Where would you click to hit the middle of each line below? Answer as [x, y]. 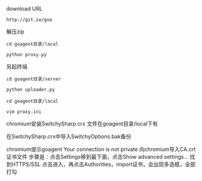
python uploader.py [31, 90]
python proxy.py [26, 55]
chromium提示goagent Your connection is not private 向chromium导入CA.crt [101, 149]
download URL [25, 9]
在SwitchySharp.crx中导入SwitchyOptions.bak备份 [69, 137]
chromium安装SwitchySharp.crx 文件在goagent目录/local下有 [82, 124]
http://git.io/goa [29, 20]
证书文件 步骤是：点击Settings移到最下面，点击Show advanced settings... [97, 157]
